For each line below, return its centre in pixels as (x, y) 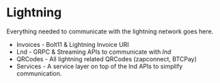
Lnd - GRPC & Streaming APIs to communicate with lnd (94, 52)
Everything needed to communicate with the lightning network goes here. (110, 31)
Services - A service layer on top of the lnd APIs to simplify (99, 66)
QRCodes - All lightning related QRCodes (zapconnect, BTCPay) (107, 59)
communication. (39, 73)
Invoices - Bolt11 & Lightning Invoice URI (72, 44)
